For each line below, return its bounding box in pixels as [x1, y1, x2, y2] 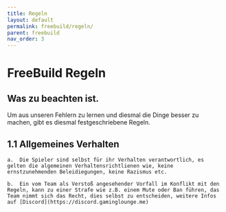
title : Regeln [7, 10, 48, 17]
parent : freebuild [7, 29, 60, 36]
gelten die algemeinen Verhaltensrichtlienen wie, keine [7, 162, 174, 169]
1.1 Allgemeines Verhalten [7, 138, 120, 150]
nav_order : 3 [7, 36, 45, 43]
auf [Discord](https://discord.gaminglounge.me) [7, 198, 149, 205]
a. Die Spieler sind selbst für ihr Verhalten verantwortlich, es [7, 156, 205, 163]
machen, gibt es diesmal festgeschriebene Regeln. [7, 118, 150, 127]
